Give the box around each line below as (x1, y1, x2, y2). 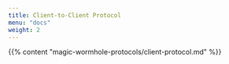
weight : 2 (8, 26, 41, 34)
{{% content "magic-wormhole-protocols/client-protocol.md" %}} (8, 48, 222, 57)
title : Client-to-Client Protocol (8, 11, 122, 20)
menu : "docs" (8, 19, 51, 27)
